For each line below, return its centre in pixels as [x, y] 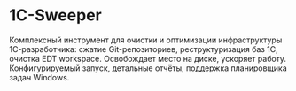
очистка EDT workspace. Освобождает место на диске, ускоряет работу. [148, 58]
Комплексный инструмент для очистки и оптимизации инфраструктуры [146, 40]
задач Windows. [39, 77]
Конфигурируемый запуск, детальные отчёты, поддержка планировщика [148, 68]
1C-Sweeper [55, 15]
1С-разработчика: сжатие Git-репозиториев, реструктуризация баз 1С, [144, 49]
